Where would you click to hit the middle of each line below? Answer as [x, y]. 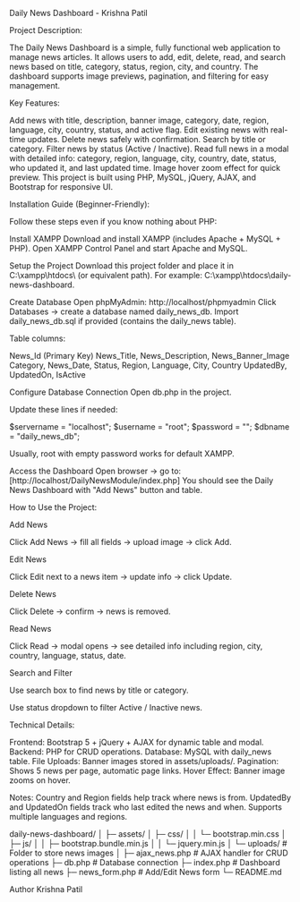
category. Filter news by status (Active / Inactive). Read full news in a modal [149, 149]
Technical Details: [42, 725]
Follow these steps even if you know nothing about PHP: [113, 221]
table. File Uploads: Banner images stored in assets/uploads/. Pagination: [144, 761]
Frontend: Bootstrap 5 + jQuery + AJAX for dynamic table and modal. [137, 742]
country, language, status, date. [68, 655]
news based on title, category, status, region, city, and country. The [134, 67]
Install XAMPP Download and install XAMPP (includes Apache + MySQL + [145, 239]
